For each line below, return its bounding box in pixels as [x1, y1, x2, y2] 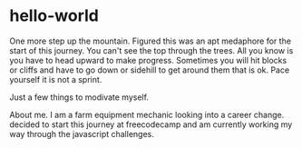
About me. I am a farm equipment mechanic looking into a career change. [9, 109, 285, 120]
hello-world [9, 5, 100, 26]
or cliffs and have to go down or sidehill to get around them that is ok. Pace [9, 64, 290, 75]
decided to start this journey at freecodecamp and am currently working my [9, 119, 293, 130]
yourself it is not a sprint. [9, 74, 102, 84]
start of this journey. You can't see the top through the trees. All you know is [9, 44, 294, 55]
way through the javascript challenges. [9, 128, 154, 139]
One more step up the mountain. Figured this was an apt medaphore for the [9, 35, 292, 46]
